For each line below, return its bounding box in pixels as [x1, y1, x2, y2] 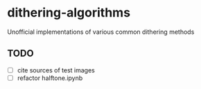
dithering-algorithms [7, 5, 130, 21]
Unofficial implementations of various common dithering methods [7, 28, 195, 36]
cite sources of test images [17, 66, 95, 74]
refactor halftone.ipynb [17, 74, 83, 82]
